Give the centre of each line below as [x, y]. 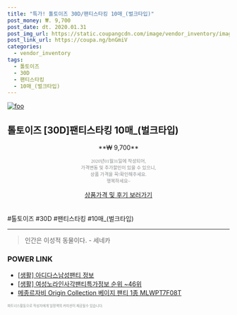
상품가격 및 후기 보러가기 [119, 195]
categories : [25, 47]
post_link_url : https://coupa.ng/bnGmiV [68, 40]
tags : [15, 60]
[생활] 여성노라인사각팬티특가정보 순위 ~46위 [80, 284]
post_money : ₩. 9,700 [39, 20]
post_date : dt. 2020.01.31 [47, 27]
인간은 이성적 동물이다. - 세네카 [67, 240]
